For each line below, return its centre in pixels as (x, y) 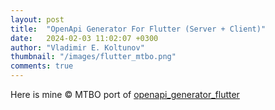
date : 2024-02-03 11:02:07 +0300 (84, 38)
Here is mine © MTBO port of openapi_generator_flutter (125, 94)
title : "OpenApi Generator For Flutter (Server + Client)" (138, 29)
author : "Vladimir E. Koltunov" (77, 47)
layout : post (37, 19)
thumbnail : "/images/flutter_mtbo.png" (93, 57)
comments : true (42, 66)
